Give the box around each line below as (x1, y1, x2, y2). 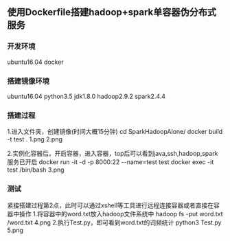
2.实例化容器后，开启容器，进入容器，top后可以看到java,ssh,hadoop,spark (7, 150, 218, 158)
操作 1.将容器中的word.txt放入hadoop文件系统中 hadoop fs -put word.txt (19, 209, 223, 218)
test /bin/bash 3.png (7, 165, 65, 174)
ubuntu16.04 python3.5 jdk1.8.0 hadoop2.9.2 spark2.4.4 (7, 92, 166, 100)
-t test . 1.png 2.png (7, 135, 63, 144)
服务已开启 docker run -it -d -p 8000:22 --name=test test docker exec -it (7, 158, 214, 166)
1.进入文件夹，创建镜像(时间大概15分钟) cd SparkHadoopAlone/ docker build (7, 128, 223, 136)
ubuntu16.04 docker (7, 58, 64, 66)
